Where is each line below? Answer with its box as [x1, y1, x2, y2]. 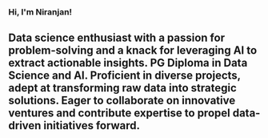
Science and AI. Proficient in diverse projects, [8, 69, 242, 83]
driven [8, 119, 42, 132]
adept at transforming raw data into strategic [8, 81, 238, 95]
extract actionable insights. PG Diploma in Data [8, 56, 248, 70]
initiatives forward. [43, 119, 141, 132]
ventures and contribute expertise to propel [8, 107, 230, 120]
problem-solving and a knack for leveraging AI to [8, 43, 258, 58]
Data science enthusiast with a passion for [8, 31, 226, 45]
